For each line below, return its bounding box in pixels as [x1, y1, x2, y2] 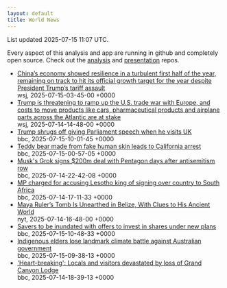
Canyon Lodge [16, 265, 59, 274]
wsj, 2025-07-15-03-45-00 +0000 [16, 91, 115, 99]
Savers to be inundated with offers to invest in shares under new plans [16, 222, 217, 230]
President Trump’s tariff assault [16, 84, 106, 92]
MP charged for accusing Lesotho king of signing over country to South [16, 178, 220, 187]
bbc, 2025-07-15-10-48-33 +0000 [16, 229, 115, 237]
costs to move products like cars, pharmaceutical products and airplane [16, 106, 221, 114]
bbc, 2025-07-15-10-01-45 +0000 [16, 134, 115, 143]
